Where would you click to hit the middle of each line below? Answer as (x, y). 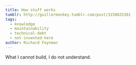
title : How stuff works (31, 10)
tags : (11, 19)
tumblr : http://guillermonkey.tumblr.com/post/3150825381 (68, 15)
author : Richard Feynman (32, 43)
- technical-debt (28, 33)
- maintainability (30, 29)
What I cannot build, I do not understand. (48, 57)
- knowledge (23, 24)
